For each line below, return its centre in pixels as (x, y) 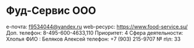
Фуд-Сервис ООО (51, 11)
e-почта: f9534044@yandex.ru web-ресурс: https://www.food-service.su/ (97, 27)
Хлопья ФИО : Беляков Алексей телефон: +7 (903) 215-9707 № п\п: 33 (93, 39)
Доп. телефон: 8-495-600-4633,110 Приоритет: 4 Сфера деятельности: (95, 32)
